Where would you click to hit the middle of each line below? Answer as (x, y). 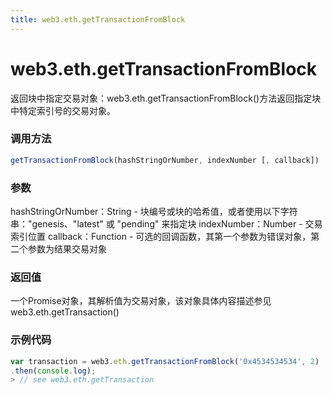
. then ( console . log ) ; (53, 371)
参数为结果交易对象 (67, 249)
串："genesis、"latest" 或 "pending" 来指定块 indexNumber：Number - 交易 (166, 224)
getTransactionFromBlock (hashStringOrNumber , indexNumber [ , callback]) (165, 160)
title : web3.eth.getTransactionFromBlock (98, 19)
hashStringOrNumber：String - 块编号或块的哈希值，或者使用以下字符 (154, 212)
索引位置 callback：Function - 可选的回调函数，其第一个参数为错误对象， (161, 237)
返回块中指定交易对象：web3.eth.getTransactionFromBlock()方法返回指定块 (166, 98)
